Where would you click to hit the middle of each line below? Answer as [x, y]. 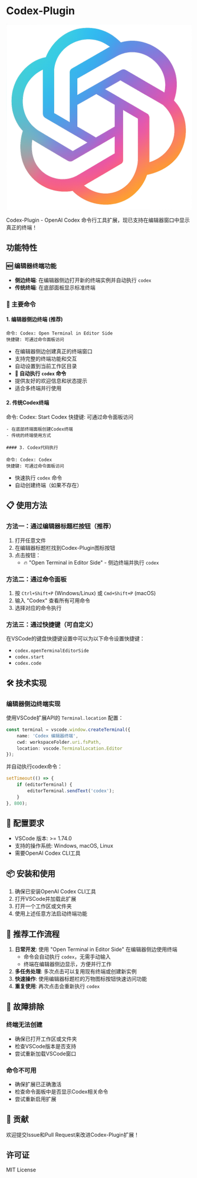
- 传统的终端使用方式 [29, 435]
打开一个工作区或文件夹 [43, 906]
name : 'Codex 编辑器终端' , [47, 736]
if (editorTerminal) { [45, 785]
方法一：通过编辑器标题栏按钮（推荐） [60, 526]
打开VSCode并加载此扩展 [45, 899]
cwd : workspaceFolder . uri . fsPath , [59, 742]
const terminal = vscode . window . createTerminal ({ [68, 730]
